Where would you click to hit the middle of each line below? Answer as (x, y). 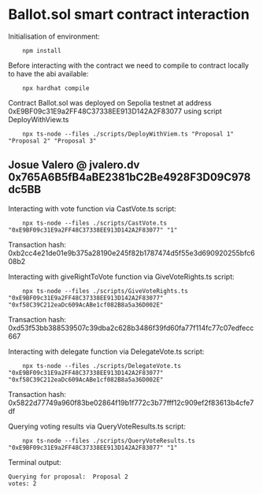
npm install (42, 50)
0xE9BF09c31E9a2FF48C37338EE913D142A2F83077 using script (115, 111)
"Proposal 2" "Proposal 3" (52, 141)
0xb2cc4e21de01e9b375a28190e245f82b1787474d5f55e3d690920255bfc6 (131, 253)
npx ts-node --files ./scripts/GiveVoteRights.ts (106, 291)
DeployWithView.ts (39, 119)
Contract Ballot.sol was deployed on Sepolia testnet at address (110, 102)
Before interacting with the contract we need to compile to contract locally (129, 65)
